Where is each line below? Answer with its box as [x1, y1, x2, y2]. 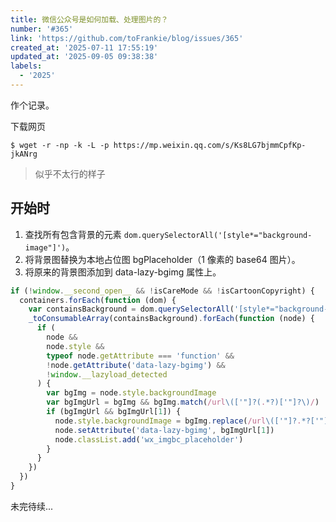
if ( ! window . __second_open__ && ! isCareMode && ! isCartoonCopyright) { [10, 286, 315, 296]
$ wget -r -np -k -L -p [10, 140, 110, 150]
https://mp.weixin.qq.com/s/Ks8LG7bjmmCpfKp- [113, 140, 307, 150]
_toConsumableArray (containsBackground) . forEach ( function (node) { [28, 314, 315, 324]
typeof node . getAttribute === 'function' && [46, 351, 235, 361]
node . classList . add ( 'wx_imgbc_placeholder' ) [54, 434, 244, 445]
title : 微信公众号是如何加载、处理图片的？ [10, 14, 169, 25]
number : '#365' [10, 24, 74, 34]
